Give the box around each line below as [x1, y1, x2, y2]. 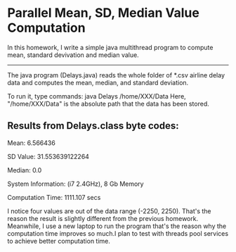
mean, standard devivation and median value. [7, 51, 139, 59]
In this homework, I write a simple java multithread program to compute [7, 43, 214, 51]
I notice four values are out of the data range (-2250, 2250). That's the [7, 206, 212, 215]
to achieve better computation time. [7, 237, 111, 245]
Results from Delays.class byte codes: [7, 120, 179, 132]
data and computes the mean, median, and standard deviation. [7, 78, 189, 87]
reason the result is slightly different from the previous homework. [7, 214, 199, 222]
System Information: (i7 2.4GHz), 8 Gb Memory [7, 179, 144, 188]
